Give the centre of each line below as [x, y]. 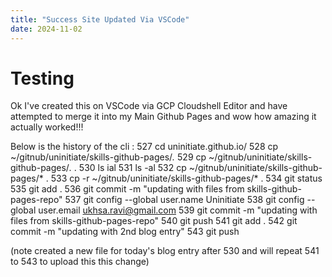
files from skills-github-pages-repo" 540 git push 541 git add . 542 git [154, 221]
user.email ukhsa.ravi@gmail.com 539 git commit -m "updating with [178, 210]
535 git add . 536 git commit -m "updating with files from [127, 189]
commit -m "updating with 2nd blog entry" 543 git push [125, 232]
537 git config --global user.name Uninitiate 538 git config [184, 200]
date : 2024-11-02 [46, 29]
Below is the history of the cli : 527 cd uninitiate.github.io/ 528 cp [144, 147]
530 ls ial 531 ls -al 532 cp [132, 168]
